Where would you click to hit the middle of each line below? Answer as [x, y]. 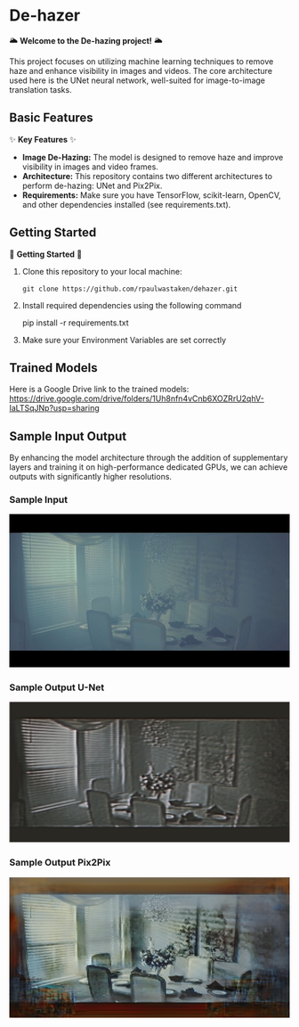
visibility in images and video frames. [90, 167]
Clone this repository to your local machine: [102, 271]
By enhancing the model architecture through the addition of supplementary [149, 458]
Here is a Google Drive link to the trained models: [99, 390]
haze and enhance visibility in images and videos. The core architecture [141, 70]
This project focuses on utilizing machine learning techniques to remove [141, 61]
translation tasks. [41, 89]
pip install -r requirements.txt [75, 323]
